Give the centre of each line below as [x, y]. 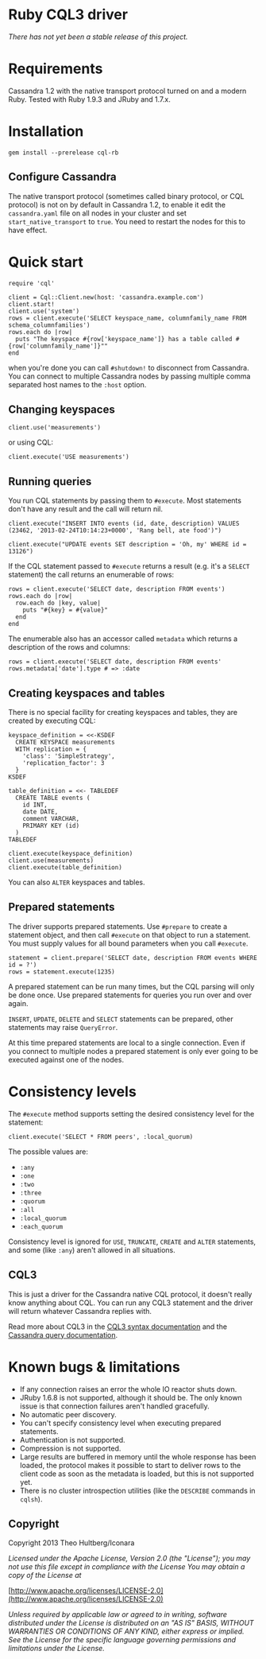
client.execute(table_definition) [66, 868]
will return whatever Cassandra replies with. [80, 1311]
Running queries [50, 482]
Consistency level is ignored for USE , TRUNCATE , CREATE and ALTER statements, [132, 1241]
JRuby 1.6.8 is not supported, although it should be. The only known [131, 1397]
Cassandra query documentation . [63, 1335]
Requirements [56, 69]
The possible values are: [48, 1152]
